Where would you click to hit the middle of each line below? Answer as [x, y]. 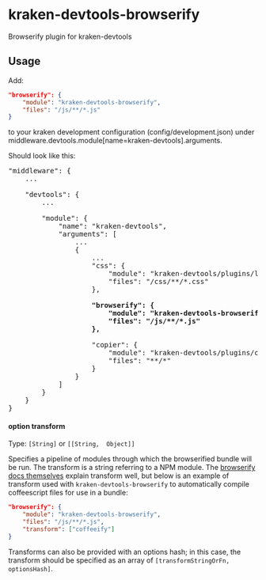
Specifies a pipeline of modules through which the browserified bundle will [130, 459]
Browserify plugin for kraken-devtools [70, 36]
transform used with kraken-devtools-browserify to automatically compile [129, 484]
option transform [37, 426]
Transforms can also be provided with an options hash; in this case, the [125, 552]
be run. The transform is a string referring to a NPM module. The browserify [132, 468]
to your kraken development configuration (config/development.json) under [131, 132]
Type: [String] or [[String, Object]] [72, 444]
